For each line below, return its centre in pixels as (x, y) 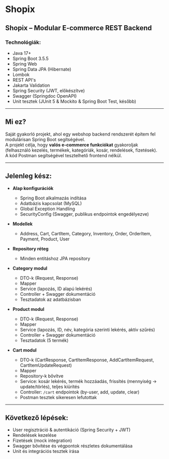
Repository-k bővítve (42, 376)
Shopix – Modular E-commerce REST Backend (79, 28)
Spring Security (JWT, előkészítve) (49, 90)
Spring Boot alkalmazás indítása (53, 198)
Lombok (21, 75)
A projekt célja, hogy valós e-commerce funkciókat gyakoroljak (72, 145)
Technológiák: (23, 42)
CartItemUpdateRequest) (46, 365)
